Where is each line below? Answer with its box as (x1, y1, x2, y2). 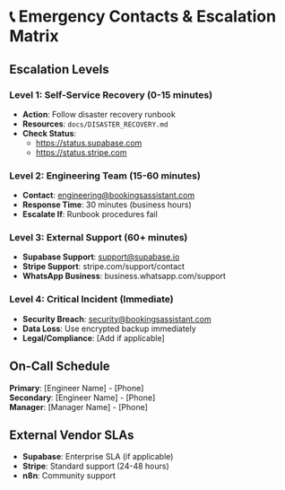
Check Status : (22, 127, 77, 138)
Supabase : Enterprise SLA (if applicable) (22, 451, 174, 462)
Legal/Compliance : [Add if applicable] (22, 332, 165, 343)
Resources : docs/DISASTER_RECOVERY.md (22, 118, 168, 129)
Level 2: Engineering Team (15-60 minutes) (9, 169, 202, 181)
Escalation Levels (9, 61, 109, 77)
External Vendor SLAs (9, 427, 134, 442)
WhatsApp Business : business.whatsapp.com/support (22, 271, 227, 282)
